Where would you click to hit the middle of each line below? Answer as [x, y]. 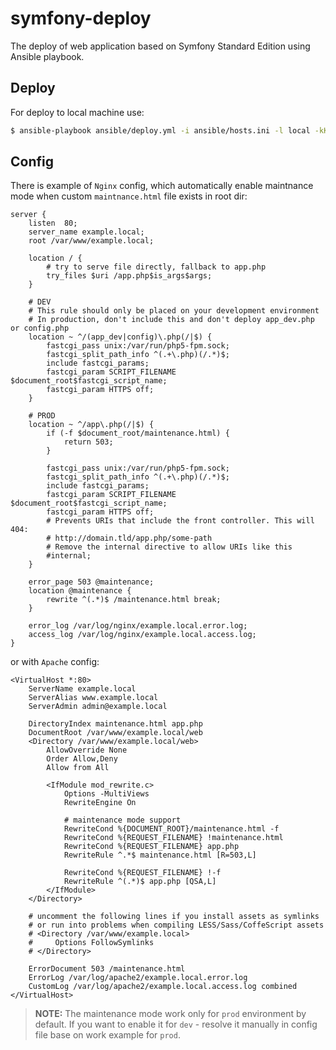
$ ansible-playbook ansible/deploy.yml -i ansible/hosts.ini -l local [160, 130]
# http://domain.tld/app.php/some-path [129, 538]
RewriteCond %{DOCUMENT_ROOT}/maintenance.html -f [171, 829]
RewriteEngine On [100, 803]
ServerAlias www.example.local [93, 698]
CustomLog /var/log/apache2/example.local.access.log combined [163, 987]
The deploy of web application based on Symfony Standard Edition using [160, 46]
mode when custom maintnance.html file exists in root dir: [129, 196]
